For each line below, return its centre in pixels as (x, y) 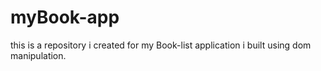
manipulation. (38, 55)
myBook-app (65, 17)
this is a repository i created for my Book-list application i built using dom (161, 45)
